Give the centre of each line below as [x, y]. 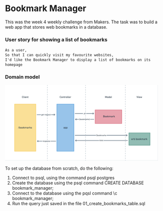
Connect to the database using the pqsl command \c [65, 193]
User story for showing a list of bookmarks [56, 39]
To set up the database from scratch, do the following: [59, 168]
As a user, [16, 50]
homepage [14, 65]
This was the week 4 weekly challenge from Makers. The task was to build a [81, 22]
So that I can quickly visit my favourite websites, [59, 55]
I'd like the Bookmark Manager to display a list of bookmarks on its [78, 60]
